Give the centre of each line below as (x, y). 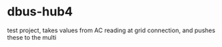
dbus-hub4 (40, 12)
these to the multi (32, 37)
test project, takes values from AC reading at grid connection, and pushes (111, 30)
